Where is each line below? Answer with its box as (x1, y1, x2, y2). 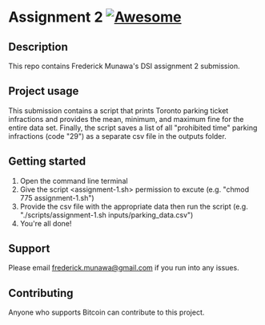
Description (8, 40, 68, 54)
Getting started (8, 155, 86, 169)
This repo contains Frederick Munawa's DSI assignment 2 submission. (8, 61, 240, 71)
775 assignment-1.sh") (19, 193, 94, 202)
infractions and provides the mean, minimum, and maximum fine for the (8, 114, 244, 124)
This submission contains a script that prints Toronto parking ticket (8, 105, 229, 116)
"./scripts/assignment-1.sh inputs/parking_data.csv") (19, 209, 194, 220)
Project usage (8, 84, 79, 98)
